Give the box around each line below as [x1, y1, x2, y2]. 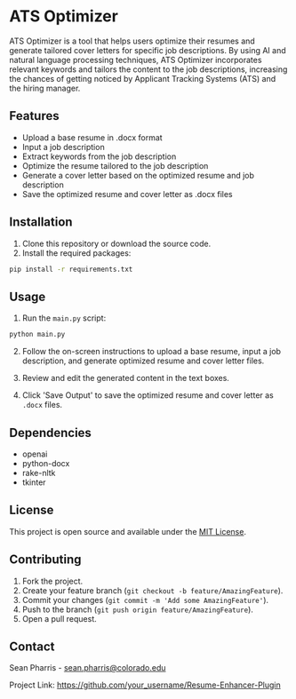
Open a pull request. [21, 613, 98, 624]
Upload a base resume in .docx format [21, 131, 163, 143]
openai [21, 449, 48, 459]
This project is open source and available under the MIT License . [9, 526, 247, 536]
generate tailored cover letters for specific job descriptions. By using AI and [9, 44, 286, 55]
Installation [9, 215, 73, 230]
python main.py [9, 330, 66, 339]
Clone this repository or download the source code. [21, 238, 212, 249]
